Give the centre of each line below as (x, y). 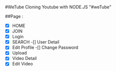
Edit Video (22, 64)
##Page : (14, 16)
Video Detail (24, 58)
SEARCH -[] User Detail (36, 42)
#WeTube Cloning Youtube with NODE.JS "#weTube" (58, 7)
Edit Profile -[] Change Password (45, 47)
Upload (19, 53)
